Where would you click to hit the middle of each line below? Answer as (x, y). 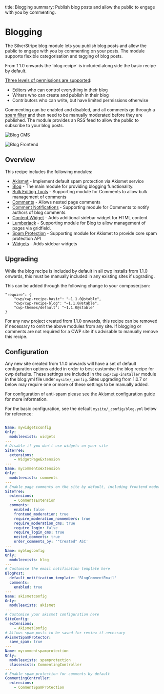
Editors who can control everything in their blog (60, 90)
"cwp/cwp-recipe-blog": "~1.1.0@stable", (56, 303)
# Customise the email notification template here (58, 569)
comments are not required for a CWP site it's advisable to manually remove (82, 331)
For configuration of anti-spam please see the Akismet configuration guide (80, 394)
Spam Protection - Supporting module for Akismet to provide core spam (84, 233)
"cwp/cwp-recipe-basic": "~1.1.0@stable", (58, 299)
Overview (20, 160)
